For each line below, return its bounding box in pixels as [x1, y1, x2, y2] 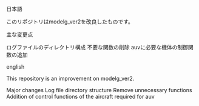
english [6, 63, 25, 70]
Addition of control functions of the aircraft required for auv [6, 93, 155, 100]
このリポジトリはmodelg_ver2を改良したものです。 [6, 18, 133, 25]
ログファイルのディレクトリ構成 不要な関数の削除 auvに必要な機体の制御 [6, 44, 188, 51]
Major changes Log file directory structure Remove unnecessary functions [6, 87, 192, 93]
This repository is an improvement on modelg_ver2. [6, 75, 135, 82]
